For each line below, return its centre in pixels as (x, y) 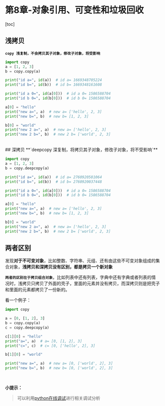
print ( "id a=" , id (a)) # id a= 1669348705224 (54, 80)
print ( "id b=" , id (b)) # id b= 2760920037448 (54, 182)
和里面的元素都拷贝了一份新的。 (37, 290)
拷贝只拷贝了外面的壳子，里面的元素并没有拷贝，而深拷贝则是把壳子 (91, 284)
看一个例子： (18, 300)
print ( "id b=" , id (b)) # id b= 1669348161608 (54, 85)
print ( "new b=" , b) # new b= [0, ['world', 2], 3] (59, 368)
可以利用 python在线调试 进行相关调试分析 (59, 398)
